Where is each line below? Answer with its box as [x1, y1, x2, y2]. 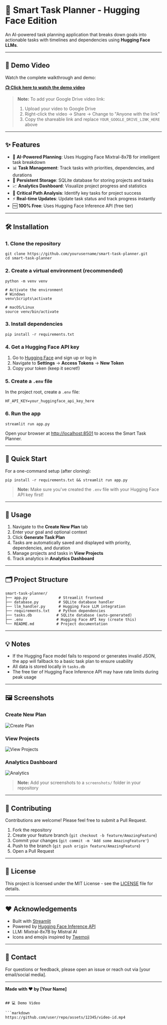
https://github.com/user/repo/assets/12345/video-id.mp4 [5, 1015, 126, 1020]
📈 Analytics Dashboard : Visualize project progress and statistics [12, 183, 147, 189]
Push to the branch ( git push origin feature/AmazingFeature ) [12, 843, 141, 849]
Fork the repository [12, 827, 52, 833]
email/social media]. [5, 971, 46, 978]
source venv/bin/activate [5, 309, 59, 314]
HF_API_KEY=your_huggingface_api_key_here [5, 398, 94, 404]
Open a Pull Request [12, 848, 55, 854]
